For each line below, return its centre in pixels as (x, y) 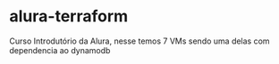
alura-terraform (69, 16)
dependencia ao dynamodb (60, 50)
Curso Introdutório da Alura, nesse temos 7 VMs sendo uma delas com (139, 41)
